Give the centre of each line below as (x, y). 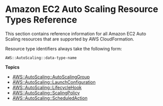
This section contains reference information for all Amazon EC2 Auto (76, 33)
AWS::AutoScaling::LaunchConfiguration (54, 82)
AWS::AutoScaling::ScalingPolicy (46, 92)
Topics (12, 67)
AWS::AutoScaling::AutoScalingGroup (51, 76)
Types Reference (41, 20)
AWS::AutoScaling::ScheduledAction (50, 98)
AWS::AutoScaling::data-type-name (41, 58)
